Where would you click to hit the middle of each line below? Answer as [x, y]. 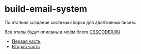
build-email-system [46, 9]
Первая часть [26, 41]
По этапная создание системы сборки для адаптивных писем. [70, 22]
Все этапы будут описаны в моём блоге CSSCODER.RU [63, 32]
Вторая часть [26, 46]
